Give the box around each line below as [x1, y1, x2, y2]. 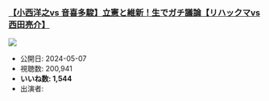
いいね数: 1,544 [19, 74, 72, 83]
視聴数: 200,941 [19, 64, 72, 74]
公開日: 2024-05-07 [19, 54, 87, 63]
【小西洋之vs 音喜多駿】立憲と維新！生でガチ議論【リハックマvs [8, 6, 260, 18]
